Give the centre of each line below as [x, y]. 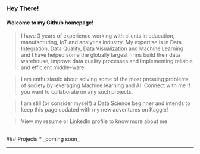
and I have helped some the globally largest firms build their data [100, 55]
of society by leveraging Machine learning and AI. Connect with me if [105, 85]
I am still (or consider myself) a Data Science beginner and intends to [105, 103]
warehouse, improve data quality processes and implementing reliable [107, 61]
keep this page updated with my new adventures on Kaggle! [94, 110]
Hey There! [23, 8]
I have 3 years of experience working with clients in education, [97, 36]
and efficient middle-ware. [53, 67]
